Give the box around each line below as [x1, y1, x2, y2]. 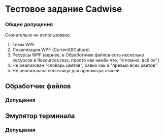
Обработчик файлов [5, 82, 71, 90]
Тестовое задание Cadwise [5, 3, 122, 15]
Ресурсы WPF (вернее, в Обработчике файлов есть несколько [12, 52, 144, 58]
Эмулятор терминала [5, 112, 75, 120]
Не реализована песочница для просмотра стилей [12, 68, 120, 74]
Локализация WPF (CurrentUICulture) [12, 47, 90, 53]
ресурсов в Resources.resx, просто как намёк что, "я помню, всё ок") [12, 57, 159, 63]
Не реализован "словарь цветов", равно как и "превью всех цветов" [12, 62, 158, 68]
